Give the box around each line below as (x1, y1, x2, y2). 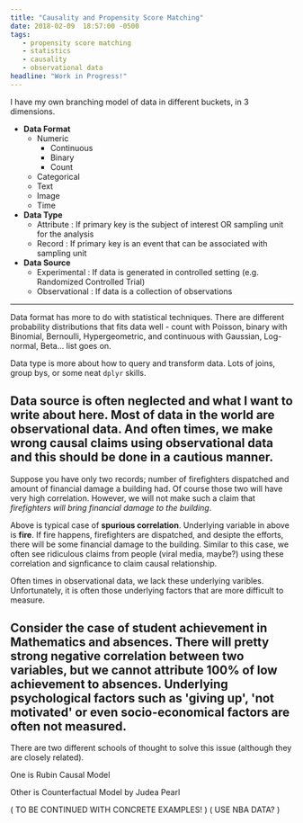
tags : (10, 30, 31, 39)
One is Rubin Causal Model (10, 770, 111, 781)
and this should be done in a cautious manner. (10, 450, 273, 465)
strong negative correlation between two (10, 649, 245, 664)
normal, (10, 340, 39, 351)
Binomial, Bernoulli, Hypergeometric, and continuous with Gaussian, (10, 330, 263, 342)
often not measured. (10, 719, 127, 734)
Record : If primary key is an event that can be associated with (36, 237, 268, 248)
